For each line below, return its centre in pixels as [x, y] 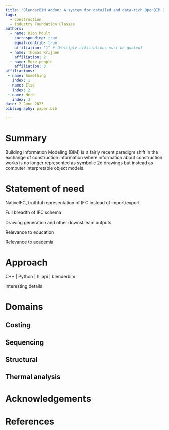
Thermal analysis [33, 377]
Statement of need [45, 189]
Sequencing [25, 342]
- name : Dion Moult [30, 33]
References [30, 422]
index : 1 [21, 80]
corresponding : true [36, 38]
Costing [18, 325]
